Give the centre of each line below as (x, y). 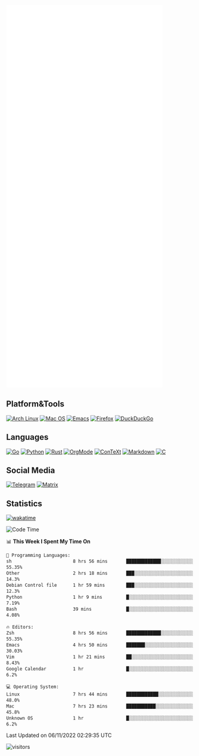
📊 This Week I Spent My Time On (48, 541)
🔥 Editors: (20, 627)
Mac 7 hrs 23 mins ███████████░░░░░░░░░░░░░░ (100, 706)
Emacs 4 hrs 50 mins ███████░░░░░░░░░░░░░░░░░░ (100, 645)
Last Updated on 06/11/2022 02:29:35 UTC (59, 735)
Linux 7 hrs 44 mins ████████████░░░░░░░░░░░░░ (100, 694)
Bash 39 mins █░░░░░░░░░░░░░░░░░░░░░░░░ (100, 609)
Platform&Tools (35, 404)
